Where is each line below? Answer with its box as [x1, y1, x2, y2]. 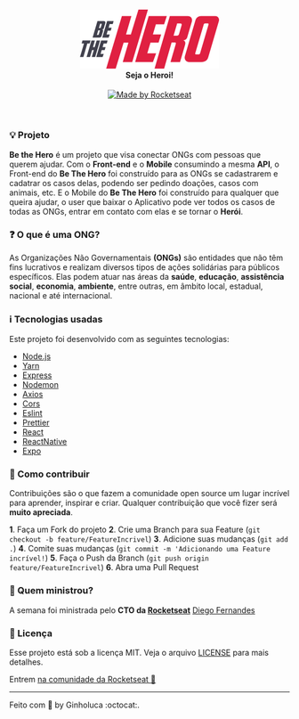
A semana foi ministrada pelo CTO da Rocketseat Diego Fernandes [9, 604, 255, 616]
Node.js [21, 351, 52, 362]
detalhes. [9, 657, 44, 667]
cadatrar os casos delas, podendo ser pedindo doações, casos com [9, 177, 259, 188]
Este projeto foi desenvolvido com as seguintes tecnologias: [9, 334, 230, 345]
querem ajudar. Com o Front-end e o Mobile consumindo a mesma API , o [9, 159, 280, 169]
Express [21, 370, 53, 380]
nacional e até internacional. [9, 290, 113, 300]
